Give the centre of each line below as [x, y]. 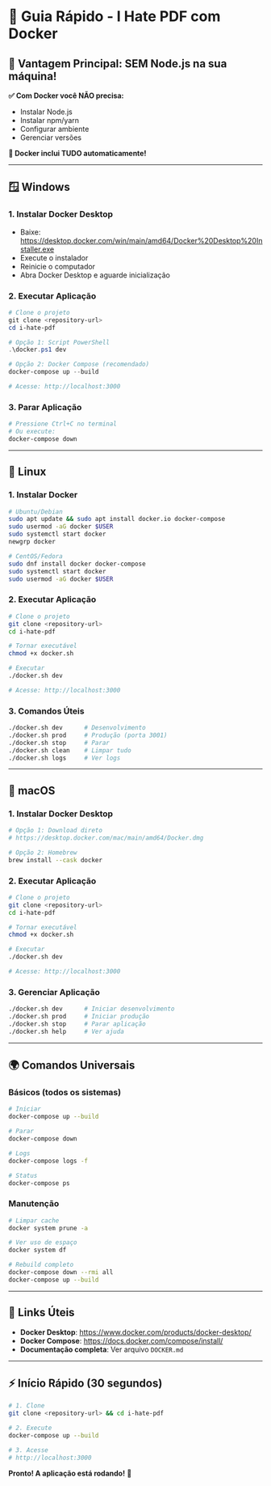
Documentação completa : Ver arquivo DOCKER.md [102, 1349]
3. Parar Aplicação [45, 407]
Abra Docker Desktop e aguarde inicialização [95, 275]
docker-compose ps [39, 1183]
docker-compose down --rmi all [61, 1272]
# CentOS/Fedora [35, 556]
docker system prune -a [48, 1228]
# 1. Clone [27, 1406]
